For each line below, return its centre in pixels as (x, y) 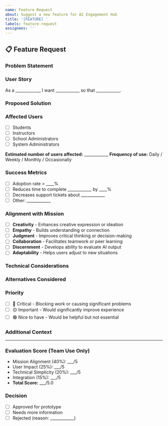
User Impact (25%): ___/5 (38, 367)
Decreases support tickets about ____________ (58, 195)
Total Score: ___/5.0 (33, 383)
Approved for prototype (37, 407)
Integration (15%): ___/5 (36, 378)
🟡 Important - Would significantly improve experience (68, 310)
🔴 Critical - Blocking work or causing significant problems (72, 304)
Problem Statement (29, 66)
